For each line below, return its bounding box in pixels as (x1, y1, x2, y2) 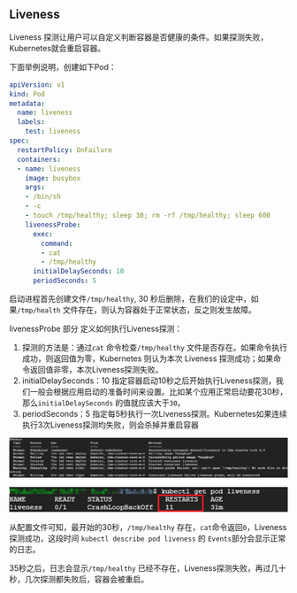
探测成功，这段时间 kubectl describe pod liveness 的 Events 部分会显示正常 (9, 533, 286, 543)
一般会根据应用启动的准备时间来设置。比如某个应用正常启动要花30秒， (29, 387, 288, 397)
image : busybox (25, 173, 81, 182)
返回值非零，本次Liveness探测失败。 (29, 365, 164, 375)
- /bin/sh (25, 192, 62, 202)
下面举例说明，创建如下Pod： (9, 61, 117, 72)
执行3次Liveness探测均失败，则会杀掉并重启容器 (21, 420, 199, 430)
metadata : (9, 99, 46, 108)
